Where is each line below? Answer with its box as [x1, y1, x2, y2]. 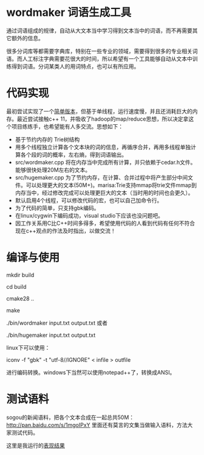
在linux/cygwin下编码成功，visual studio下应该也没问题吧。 [15, 211, 164, 219]
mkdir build [6, 271, 35, 278]
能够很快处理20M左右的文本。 [15, 166, 91, 174]
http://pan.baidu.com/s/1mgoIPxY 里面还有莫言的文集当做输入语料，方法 [6, 421, 188, 428]
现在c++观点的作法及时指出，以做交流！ [15, 227, 117, 235]
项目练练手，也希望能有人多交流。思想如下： [11, 122, 123, 130]
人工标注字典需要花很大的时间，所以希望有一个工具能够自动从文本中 [22, 55, 192, 62]
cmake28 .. [6, 295, 35, 302]
